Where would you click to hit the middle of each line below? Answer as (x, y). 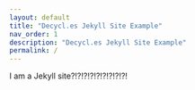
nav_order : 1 (34, 34)
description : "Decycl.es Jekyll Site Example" (98, 42)
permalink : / (34, 51)
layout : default (40, 17)
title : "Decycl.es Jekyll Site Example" (86, 26)
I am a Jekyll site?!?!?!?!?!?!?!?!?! (69, 76)
